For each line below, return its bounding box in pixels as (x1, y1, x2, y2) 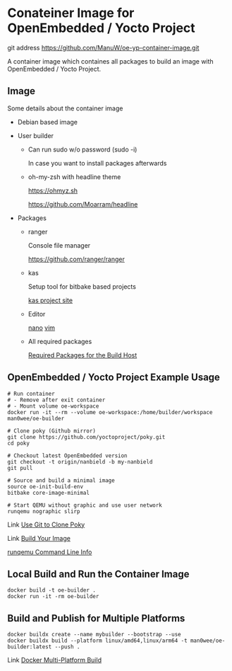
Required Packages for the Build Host (28, 350, 138, 359)
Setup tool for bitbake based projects (28, 282, 136, 291)
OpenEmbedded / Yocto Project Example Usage (7, 372, 221, 384)
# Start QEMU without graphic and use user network (7, 501, 162, 509)
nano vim (28, 323, 55, 332)
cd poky (7, 440, 30, 447)
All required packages (28, 337, 92, 345)
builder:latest (7, 643, 52, 650)
